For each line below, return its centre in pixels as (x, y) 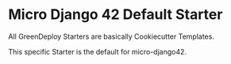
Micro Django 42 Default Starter (115, 15)
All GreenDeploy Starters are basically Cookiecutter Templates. (111, 36)
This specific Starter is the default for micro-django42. (98, 51)
